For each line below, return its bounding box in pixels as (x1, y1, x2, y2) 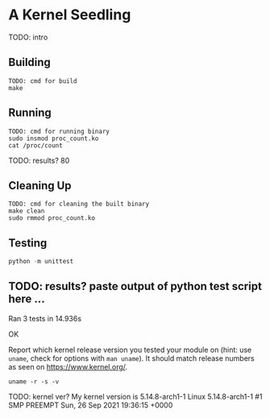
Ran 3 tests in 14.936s (8, 313, 82, 323)
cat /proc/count (8, 141, 63, 150)
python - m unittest (8, 258, 74, 266)
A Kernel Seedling (8, 6, 131, 24)
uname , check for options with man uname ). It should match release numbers (8, 353, 255, 363)
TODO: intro (8, 32, 48, 42)
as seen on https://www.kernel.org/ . (8, 362, 128, 371)
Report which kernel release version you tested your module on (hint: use (8, 345, 252, 354)
